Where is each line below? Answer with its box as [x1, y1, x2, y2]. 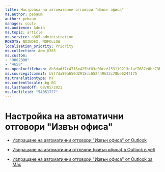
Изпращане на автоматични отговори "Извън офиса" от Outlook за [12, 156, 153, 162]
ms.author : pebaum [5, 12, 43, 17]
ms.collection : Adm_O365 [5, 48, 56, 53]
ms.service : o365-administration [5, 35, 74, 40]
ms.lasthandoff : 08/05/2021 [5, 85, 63, 90]
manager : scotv [5, 21, 36, 26]
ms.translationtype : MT [5, 76, 54, 81]
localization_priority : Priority [5, 44, 74, 49]
